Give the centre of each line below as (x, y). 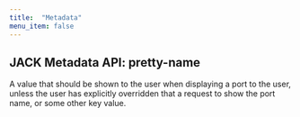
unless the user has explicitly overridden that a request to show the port (142, 94)
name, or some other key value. (68, 103)
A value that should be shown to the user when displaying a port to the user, (150, 84)
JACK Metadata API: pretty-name (105, 63)
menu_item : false (42, 26)
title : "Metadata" (46, 18)
